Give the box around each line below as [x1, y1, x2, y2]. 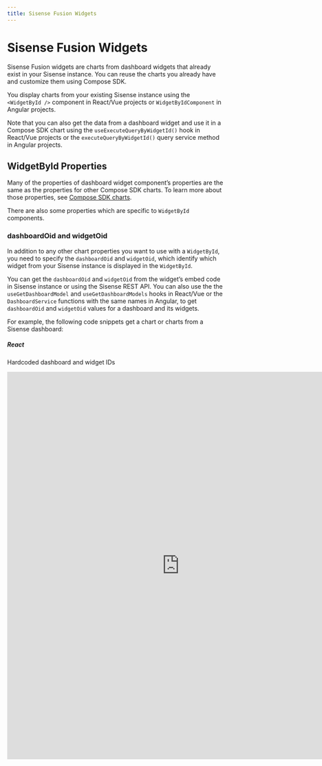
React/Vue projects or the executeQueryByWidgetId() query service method [7, 133, 220, 141]
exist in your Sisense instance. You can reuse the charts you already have [7, 70, 216, 78]
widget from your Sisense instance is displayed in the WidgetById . [7, 261, 193, 269]
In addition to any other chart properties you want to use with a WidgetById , [7, 247, 220, 255]
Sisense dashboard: [7, 324, 64, 333]
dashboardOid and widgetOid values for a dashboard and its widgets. [7, 304, 200, 312]
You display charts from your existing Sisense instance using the [7, 90, 191, 99]
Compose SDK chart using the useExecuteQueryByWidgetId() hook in [7, 125, 201, 134]
